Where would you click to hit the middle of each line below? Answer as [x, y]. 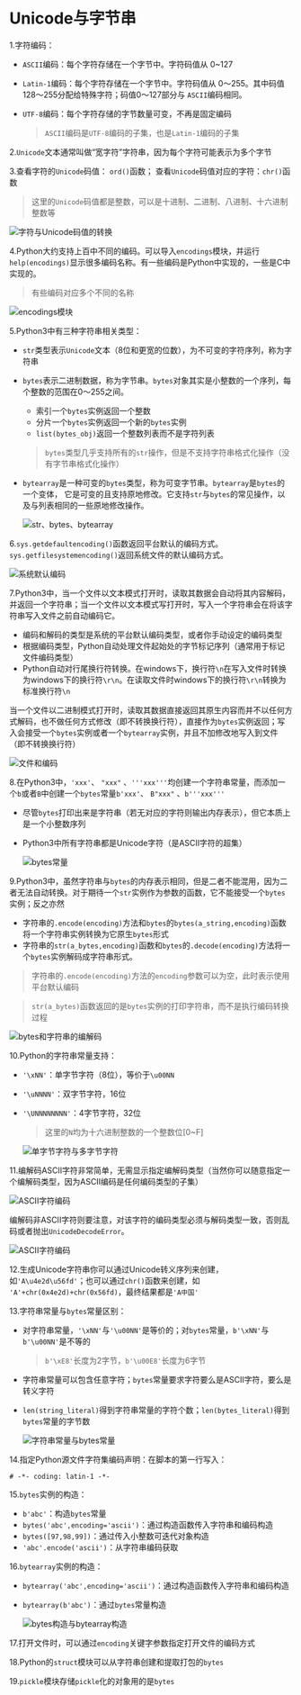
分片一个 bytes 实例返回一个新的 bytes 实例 [111, 422]
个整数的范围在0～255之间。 [75, 392]
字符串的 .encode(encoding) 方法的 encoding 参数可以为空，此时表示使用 [160, 975]
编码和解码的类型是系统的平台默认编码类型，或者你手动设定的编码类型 [152, 635]
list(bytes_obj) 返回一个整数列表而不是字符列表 [125, 433]
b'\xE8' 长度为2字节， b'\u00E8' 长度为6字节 [125, 1360]
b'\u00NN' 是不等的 [57, 1341]
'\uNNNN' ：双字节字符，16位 [74, 1094]
